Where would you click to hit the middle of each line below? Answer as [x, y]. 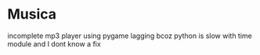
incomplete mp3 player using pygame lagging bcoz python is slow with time [130, 36]
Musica [32, 14]
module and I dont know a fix [54, 43]
